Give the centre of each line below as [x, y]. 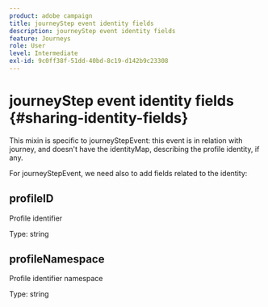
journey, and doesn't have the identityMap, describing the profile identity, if [134, 149]
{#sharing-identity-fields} [99, 118]
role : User [27, 46]
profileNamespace [57, 259]
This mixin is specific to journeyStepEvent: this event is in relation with [126, 140]
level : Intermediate [44, 53]
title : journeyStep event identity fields [82, 23]
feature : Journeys [40, 38]
